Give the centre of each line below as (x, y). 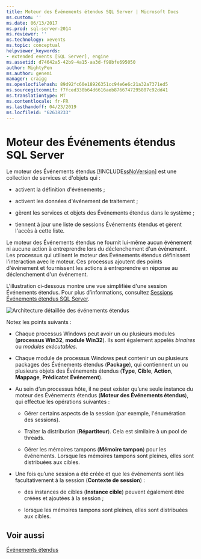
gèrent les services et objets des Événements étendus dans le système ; (104, 213)
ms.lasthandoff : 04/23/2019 (42, 107)
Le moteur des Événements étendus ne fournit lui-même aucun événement (99, 243)
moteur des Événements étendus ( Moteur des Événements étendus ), (101, 396)
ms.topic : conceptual (33, 46)
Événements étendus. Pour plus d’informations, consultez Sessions (90, 293)
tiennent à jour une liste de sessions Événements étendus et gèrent (98, 225)
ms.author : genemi (29, 73)
